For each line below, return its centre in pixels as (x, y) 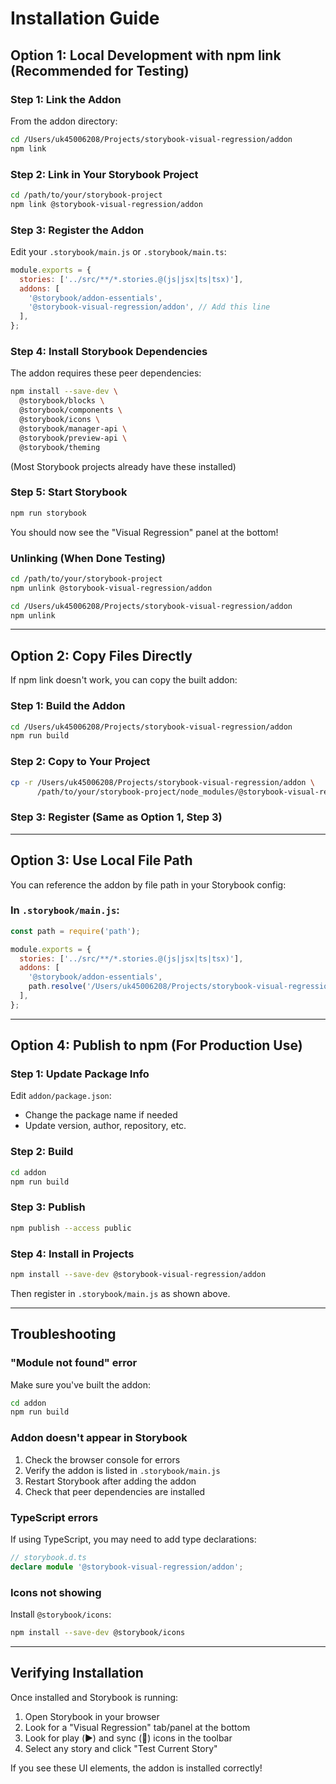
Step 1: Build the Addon (68, 706)
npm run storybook (48, 513)
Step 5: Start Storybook (69, 492)
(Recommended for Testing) (100, 70)
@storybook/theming (60, 447)
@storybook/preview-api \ (73, 438)
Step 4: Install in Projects (72, 1254)
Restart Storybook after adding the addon (110, 1481)
